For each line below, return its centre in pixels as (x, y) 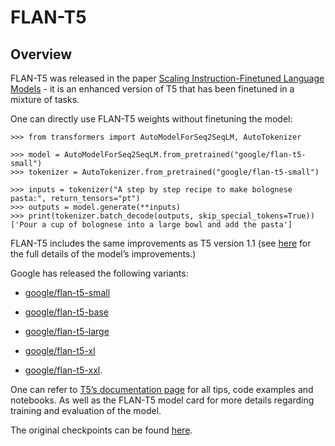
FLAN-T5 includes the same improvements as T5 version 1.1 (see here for (161, 243)
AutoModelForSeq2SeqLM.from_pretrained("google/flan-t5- (185, 155)
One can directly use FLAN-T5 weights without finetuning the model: (151, 119)
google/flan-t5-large (67, 331)
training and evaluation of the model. (86, 410)
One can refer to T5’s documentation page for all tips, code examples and (162, 389)
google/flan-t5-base (66, 312)
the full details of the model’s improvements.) (103, 254)
